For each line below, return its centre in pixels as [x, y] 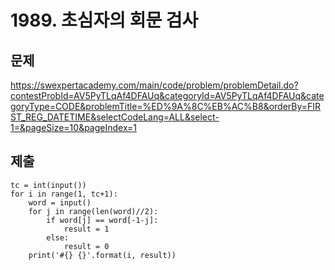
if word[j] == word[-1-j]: [102, 220]
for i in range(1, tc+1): [64, 194]
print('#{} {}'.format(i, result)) [102, 255]
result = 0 [86, 246]
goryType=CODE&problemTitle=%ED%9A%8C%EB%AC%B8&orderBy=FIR [166, 106]
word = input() [60, 202]
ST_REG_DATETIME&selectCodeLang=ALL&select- [115, 117]
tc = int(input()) [48, 185]
